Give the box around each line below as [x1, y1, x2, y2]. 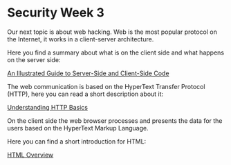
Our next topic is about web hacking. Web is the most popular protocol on [7, 28, 218, 36]
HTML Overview [7, 151, 54, 159]
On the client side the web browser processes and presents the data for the [7, 116, 223, 125]
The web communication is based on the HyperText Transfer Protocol [7, 82, 205, 90]
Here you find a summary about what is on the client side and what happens [7, 48, 225, 57]
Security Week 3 [7, 5, 105, 21]
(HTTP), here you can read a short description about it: [7, 90, 164, 98]
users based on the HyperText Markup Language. [7, 124, 149, 132]
